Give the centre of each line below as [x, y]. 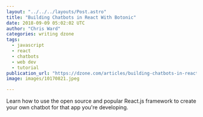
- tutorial [25, 67]
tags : [13, 40]
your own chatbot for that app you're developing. [67, 107]
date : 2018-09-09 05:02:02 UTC [46, 23]
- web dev [24, 62]
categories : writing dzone [40, 34]
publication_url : [28, 73]
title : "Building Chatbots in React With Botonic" [71, 17]
